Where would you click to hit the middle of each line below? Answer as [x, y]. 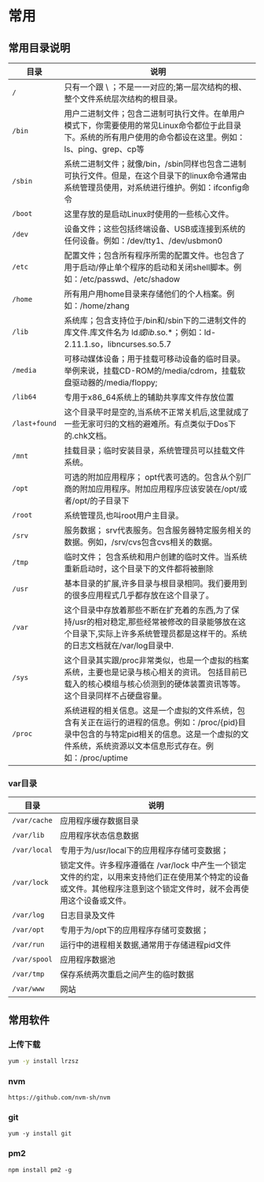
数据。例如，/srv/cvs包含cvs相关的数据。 [141, 542]
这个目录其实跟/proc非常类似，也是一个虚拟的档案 [157, 660]
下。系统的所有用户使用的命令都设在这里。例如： [155, 137]
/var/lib [28, 835]
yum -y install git [40, 1134]
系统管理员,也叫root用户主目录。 [124, 515]
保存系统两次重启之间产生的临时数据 [127, 975]
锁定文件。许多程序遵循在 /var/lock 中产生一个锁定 [153, 865]
